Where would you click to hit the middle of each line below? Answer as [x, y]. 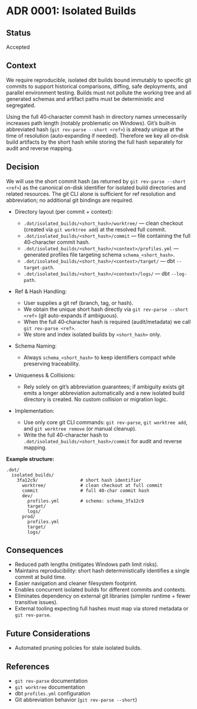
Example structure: [30, 459]
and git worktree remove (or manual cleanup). [80, 428]
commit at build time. [40, 577]
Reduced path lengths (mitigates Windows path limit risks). [86, 564]
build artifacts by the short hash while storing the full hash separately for [95, 142]
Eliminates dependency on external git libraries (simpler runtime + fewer [103, 596]
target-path [38, 268]
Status [19, 33]
